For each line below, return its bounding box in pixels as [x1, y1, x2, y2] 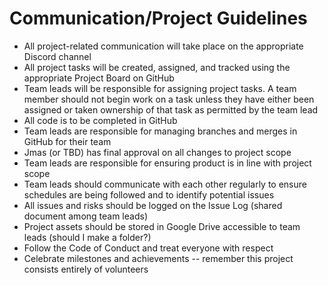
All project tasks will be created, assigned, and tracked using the [23, 61, 291, 73]
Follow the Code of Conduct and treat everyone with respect [23, 242, 274, 254]
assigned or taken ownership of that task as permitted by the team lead [23, 103, 319, 116]
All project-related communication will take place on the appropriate [23, 40, 304, 52]
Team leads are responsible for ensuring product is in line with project [23, 157, 312, 169]
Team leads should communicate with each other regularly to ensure [23, 178, 307, 190]
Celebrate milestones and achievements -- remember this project [23, 252, 294, 264]
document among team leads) [23, 210, 148, 222]
